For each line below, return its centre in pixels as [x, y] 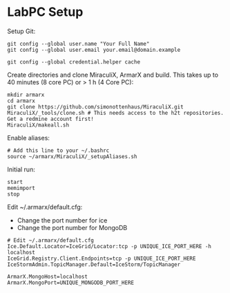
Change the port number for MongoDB [72, 227]
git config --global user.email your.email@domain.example [94, 50]
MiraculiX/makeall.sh [38, 125]
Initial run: [21, 169]
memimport [21, 188]
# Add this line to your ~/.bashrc [58, 150]
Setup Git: [21, 31]
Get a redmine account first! [51, 119]
